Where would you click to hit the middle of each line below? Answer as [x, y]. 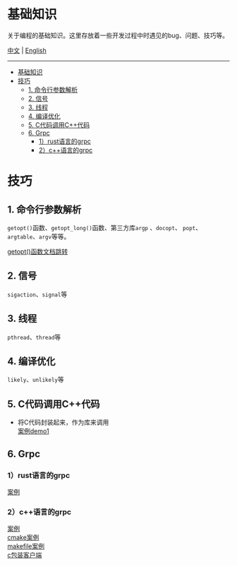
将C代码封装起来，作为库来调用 [63, 422]
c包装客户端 [25, 555]
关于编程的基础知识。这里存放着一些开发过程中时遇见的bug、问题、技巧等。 [118, 35]
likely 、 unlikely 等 [36, 380]
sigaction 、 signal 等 [37, 294]
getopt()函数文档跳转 [38, 251]
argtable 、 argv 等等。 [39, 236]
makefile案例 [26, 546]
